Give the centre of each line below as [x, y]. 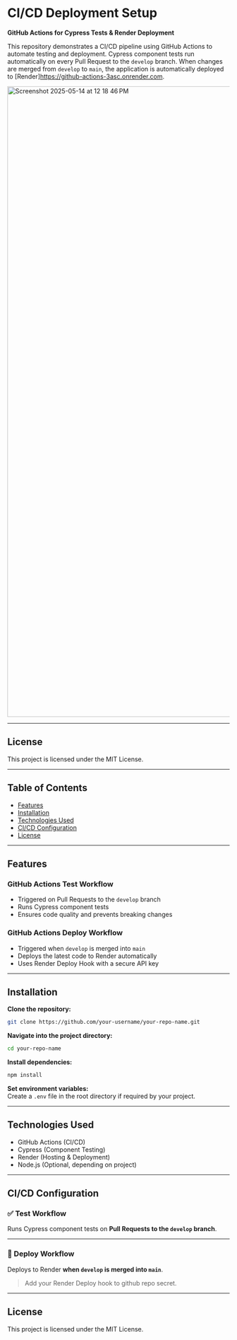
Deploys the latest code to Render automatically [87, 956]
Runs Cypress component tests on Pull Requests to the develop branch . [112, 1229]
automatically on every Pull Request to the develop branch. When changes [115, 61]
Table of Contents [48, 788]
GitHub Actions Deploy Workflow [65, 933]
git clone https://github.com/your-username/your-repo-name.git [104, 1022]
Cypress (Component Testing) [61, 1149]
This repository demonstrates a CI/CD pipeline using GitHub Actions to [110, 46]
